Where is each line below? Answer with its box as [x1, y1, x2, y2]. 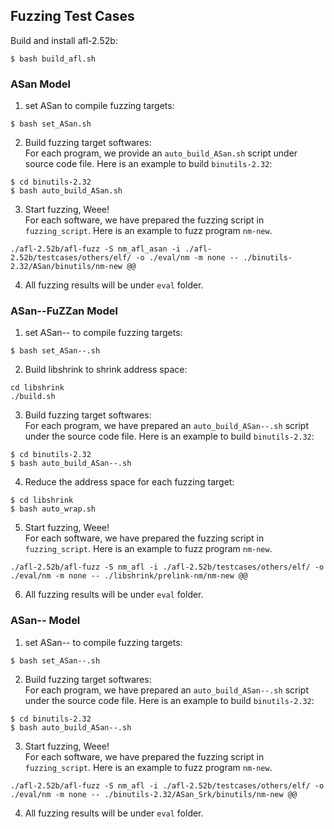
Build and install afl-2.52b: [10, 34, 118, 46]
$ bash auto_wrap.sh [10, 504, 97, 514]
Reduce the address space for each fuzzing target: [24, 476, 235, 488]
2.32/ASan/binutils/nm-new [10, 262, 123, 272]
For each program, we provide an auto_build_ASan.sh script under [24, 147, 298, 159]
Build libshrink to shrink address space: [24, 364, 188, 376]
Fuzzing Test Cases [10, 8, 135, 25]
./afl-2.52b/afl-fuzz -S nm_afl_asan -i [10, 244, 182, 254]
